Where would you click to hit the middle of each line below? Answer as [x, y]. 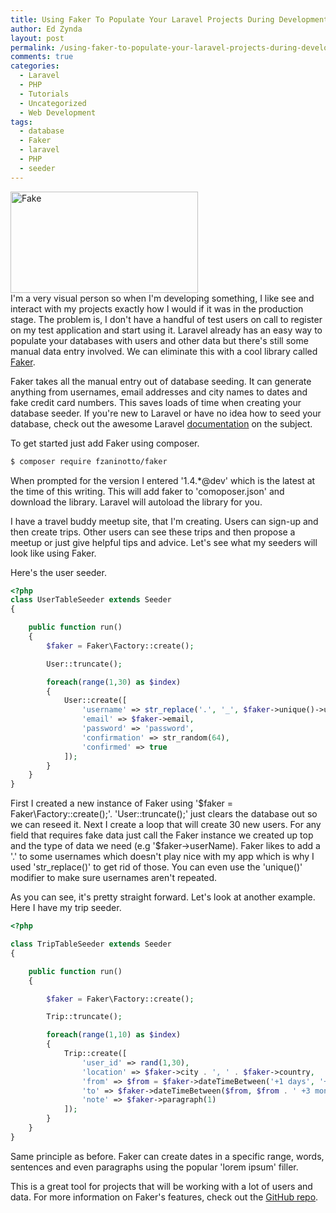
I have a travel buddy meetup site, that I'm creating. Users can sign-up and [164, 521]
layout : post [37, 38]
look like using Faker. [53, 553]
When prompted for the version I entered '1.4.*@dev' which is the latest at [163, 480]
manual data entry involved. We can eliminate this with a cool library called [164, 351]
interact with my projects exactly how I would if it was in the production [157, 308]
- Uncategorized [53, 103]
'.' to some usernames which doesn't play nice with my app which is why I [162, 857]
